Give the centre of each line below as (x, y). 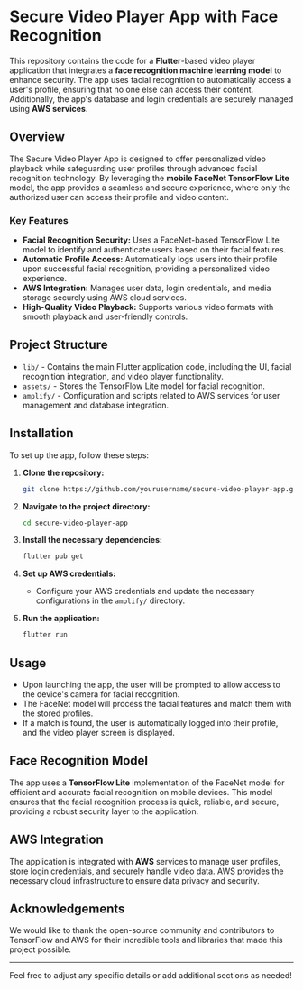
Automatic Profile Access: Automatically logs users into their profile (150, 260)
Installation (41, 433)
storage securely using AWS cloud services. (105, 298)
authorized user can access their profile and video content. (119, 197)
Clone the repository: (63, 472)
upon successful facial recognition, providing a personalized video (146, 269)
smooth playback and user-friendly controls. (105, 316)
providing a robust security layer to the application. (104, 811)
